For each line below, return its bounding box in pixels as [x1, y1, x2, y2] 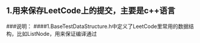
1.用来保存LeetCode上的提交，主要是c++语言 [6, 5, 175, 16]
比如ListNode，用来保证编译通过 [16, 30, 97, 37]
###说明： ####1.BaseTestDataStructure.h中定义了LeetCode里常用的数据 [6, 23, 189, 30]
